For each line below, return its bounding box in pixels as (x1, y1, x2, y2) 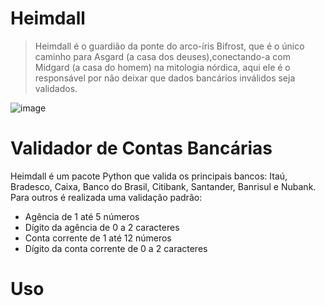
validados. (34, 82, 78, 94)
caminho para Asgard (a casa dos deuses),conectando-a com (34, 50, 291, 62)
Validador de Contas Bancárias (10, 137, 273, 160)
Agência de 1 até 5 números (24, 210, 140, 222)
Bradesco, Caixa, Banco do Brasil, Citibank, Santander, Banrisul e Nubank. (10, 180, 317, 192)
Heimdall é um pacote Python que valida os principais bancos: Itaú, (10, 170, 288, 182)
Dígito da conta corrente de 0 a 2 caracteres (24, 242, 208, 254)
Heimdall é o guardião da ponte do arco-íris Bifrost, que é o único (34, 40, 305, 52)
